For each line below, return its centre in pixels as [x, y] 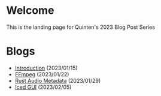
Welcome [30, 10]
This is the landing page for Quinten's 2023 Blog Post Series [81, 27]
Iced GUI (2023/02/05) [43, 87]
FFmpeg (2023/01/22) [42, 74]
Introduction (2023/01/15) [46, 68]
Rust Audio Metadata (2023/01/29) [58, 80]
